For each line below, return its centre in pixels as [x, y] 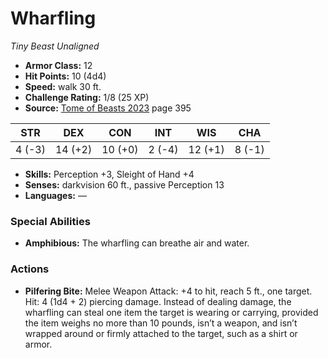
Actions [30, 269]
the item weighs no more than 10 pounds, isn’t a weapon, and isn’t [161, 323]
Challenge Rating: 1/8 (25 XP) [87, 97]
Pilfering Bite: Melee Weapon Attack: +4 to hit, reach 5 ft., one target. [168, 291]
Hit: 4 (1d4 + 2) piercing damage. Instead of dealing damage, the [158, 301]
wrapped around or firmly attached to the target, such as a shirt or [161, 333]
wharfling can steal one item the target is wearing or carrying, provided [171, 312]
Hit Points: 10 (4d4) [65, 76]
